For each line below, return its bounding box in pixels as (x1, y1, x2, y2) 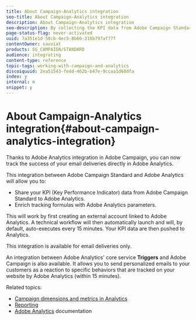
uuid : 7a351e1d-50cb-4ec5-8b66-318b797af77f (6, 36, 116, 41)
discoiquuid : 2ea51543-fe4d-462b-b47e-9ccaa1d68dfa (6, 68, 134, 74)
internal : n (6, 79, 35, 85)
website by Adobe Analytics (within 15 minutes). (6, 272, 121, 279)
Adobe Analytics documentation (14, 307, 92, 314)
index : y (6, 74, 27, 79)
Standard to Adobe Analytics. (14, 195, 86, 202)
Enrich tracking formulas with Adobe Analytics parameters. (14, 201, 156, 208)
